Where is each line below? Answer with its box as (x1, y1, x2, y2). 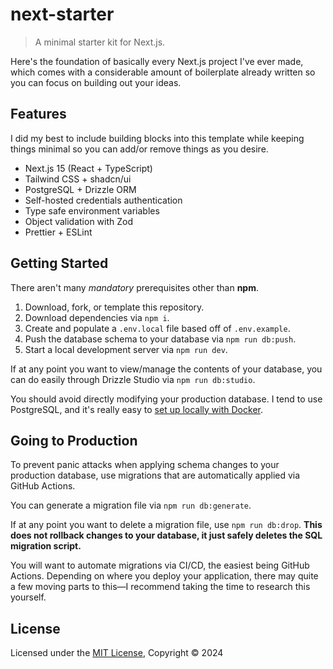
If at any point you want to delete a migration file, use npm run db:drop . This (10, 519, 323, 531)
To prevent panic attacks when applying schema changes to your (10, 459, 280, 471)
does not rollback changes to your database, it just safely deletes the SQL (10, 529, 323, 542)
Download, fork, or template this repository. (24, 301, 205, 313)
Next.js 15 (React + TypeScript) (24, 162, 153, 174)
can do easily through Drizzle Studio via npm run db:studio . (10, 373, 256, 385)
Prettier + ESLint (24, 226, 93, 238)
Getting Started (10, 255, 109, 272)
